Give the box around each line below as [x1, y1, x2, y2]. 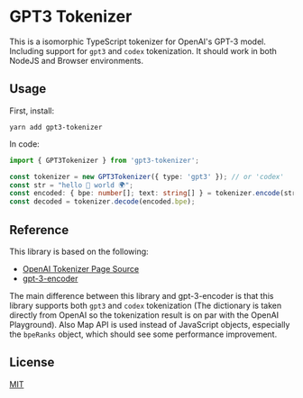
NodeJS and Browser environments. [9, 55, 144, 66]
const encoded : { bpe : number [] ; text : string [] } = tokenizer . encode [9, 189, 280, 198]
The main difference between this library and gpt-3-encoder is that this [9, 290, 274, 301]
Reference [9, 222, 69, 238]
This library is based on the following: [9, 246, 149, 257]
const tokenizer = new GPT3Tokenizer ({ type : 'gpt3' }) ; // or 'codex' [9, 172, 284, 181]
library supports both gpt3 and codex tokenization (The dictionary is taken [9, 300, 282, 311]
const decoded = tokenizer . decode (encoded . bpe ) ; [9, 197, 196, 206]
